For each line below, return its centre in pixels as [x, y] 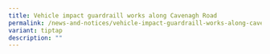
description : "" [35, 38]
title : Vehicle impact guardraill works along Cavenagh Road [113, 15]
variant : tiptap [35, 30]
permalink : [27, 23]
